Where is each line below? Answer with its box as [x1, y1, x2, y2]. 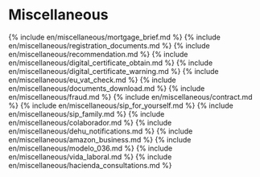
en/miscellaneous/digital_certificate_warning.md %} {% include [8, 66, 219, 76]
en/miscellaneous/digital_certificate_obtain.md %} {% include [8, 58, 213, 68]
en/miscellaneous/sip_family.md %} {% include [8, 109, 165, 118]
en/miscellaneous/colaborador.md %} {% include [8, 117, 172, 127]
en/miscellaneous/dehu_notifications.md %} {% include [8, 126, 193, 136]
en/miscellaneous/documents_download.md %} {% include [8, 83, 205, 93]
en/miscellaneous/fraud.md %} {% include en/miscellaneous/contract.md [8, 92, 253, 101]
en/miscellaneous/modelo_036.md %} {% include [8, 143, 173, 153]
